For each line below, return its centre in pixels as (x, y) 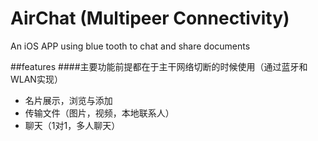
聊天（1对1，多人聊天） (72, 125)
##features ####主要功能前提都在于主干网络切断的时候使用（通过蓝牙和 (159, 66)
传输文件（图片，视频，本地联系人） (99, 113)
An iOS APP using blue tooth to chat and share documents (130, 46)
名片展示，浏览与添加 (68, 100)
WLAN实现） (36, 79)
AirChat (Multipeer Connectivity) (150, 18)
